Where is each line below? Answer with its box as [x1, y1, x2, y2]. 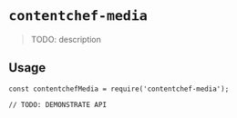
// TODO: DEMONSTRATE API [8, 100, 107, 109]
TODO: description [30, 34, 102, 44]
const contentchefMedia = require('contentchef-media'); [8, 84, 230, 93]
